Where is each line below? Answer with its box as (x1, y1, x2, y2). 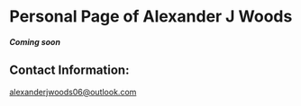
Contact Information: (9, 63, 130, 78)
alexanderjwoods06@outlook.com (9, 86, 137, 97)
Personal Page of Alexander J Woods (9, 6, 293, 27)
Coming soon (9, 36, 61, 47)
